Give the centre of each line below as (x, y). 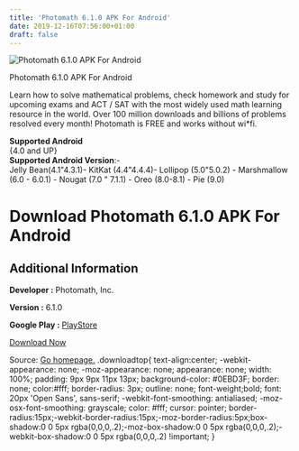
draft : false (34, 34)
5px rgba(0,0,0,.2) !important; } (158, 437)
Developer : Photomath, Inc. (62, 290)
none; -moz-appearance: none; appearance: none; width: (165, 370)
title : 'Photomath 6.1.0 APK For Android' (90, 18)
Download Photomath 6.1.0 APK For (145, 216)
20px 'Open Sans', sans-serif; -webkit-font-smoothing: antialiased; (134, 399)
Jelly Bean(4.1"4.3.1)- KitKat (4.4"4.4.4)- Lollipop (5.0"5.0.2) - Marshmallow (149, 170)
